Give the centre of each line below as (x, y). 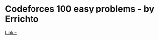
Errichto (22, 19)
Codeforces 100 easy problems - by (80, 9)
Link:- (11, 32)
